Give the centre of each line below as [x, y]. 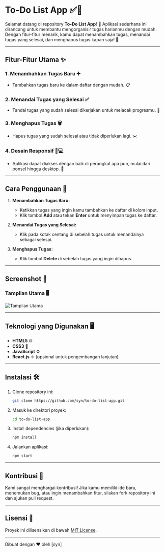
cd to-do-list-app [31, 419]
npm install [24, 437]
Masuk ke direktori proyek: [39, 410]
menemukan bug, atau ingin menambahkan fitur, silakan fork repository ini [80, 493]
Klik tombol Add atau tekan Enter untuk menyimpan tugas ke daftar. [88, 215]
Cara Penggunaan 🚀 [36, 189]
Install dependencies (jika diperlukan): [51, 429]
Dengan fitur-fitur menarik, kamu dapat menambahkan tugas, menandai [78, 34]
